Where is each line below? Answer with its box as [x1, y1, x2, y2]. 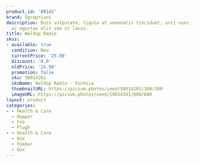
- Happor [11, 113, 33, 119]
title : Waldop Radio [6, 31, 57, 37]
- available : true [6, 42, 52, 48]
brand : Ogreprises [6, 14, 52, 20]
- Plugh [11, 125, 31, 131]
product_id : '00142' [6, 8, 57, 15]
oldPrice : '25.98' [11, 63, 57, 70]
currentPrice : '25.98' [11, 53, 68, 59]
